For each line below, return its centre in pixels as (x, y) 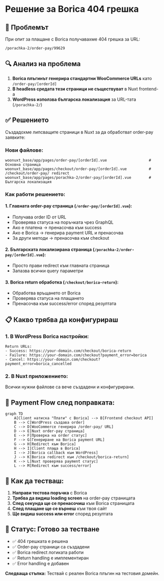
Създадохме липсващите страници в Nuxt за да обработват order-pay (79, 132)
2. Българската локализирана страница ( (50, 249)
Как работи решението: (35, 194)
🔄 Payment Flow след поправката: (60, 402)
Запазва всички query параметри (48, 271)
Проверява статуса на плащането (48, 298)
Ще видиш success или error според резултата (62, 514)
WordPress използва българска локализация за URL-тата (74, 99)
